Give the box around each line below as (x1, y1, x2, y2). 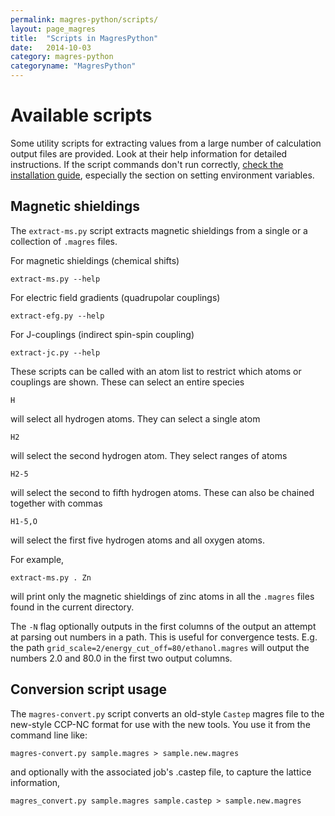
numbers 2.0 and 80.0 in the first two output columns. (10, 652, 233, 664)
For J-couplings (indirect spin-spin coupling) (10, 328, 195, 340)
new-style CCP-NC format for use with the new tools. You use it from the (10, 718, 311, 730)
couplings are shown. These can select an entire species (10, 376, 245, 388)
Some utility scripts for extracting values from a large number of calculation (10, 137, 322, 149)
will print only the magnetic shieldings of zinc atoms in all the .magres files (10, 590, 315, 602)
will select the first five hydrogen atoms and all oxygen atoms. (10, 534, 265, 546)
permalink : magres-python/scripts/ (10, 14, 159, 25)
